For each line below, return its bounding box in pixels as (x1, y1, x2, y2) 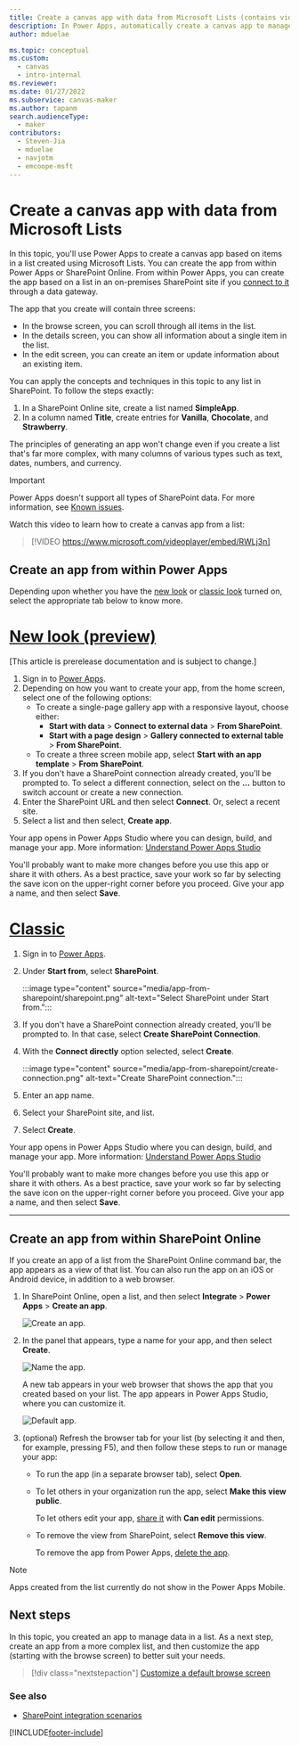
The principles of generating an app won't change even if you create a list (9, 439, 280, 450)
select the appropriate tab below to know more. (9, 595, 183, 606)
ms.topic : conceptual (9, 45, 90, 54)
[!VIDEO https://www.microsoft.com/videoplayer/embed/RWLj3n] (30, 537, 271, 547)
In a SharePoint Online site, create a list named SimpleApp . (21, 403, 239, 414)
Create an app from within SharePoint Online (9, 1231, 262, 1246)
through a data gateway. (9, 286, 99, 297)
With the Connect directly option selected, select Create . (21, 1046, 234, 1057)
